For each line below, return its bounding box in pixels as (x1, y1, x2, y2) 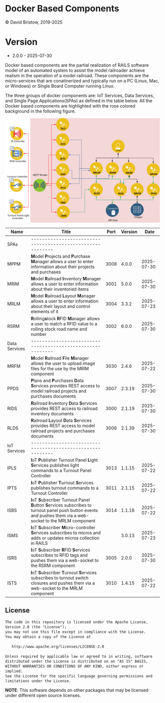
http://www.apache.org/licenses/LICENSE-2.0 (11, 644, 105, 649)
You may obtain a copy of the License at (5, 634, 91, 640)
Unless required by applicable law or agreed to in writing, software (5, 654, 153, 659)
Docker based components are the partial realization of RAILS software (5, 62, 149, 68)
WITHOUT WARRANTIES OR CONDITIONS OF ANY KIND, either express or (5, 664, 144, 669)
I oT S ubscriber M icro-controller (30, 525, 96, 531)
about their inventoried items (30, 286, 89, 292)
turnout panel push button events (30, 507, 98, 513)
